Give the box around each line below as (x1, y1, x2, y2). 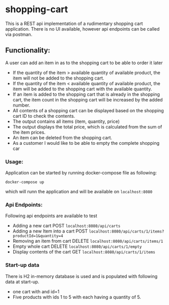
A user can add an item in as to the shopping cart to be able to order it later (5, 60, 163, 66)
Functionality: (5, 46, 50, 55)
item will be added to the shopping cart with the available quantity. (12, 86, 152, 92)
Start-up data (5, 262, 40, 269)
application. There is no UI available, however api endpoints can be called (5, 26, 160, 32)
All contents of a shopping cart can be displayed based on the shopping (12, 107, 164, 113)
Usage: (5, 158, 24, 165)
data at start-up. (5, 278, 40, 285)
